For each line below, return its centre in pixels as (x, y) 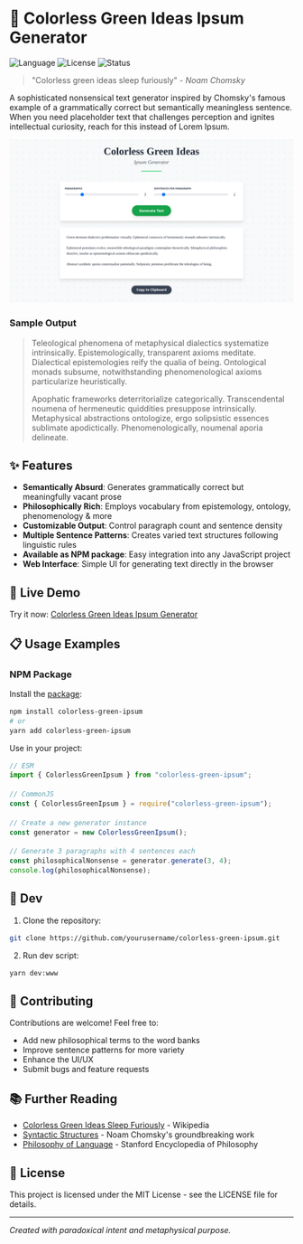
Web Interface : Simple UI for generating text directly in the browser (148, 564)
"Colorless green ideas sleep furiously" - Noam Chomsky (138, 80)
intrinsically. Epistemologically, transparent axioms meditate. (144, 353)
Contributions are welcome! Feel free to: (84, 1023)
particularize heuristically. (79, 381)
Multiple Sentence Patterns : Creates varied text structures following (150, 535)
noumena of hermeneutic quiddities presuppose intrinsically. (144, 408)
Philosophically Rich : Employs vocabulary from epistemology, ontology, (156, 506)
